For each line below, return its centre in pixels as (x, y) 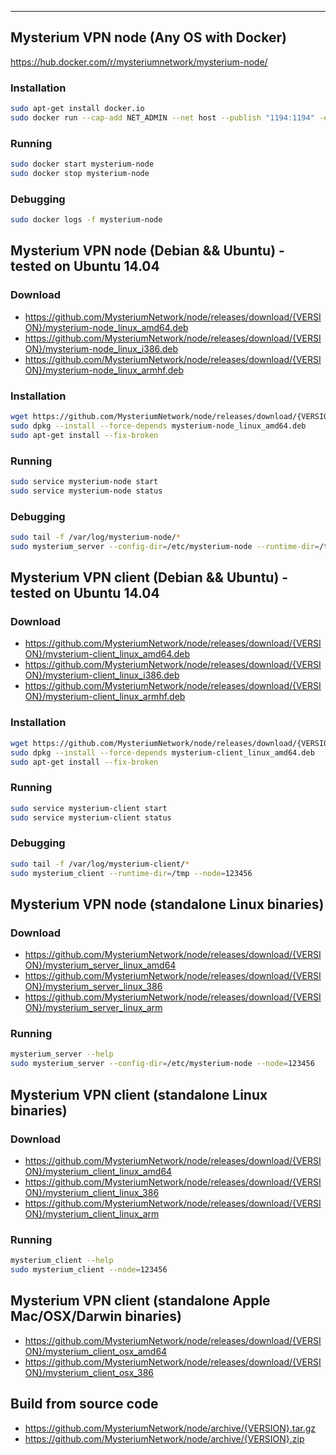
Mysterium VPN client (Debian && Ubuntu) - (149, 577)
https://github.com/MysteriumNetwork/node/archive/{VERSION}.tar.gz (170, 1428)
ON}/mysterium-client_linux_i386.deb (102, 675)
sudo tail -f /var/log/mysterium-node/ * (96, 537)
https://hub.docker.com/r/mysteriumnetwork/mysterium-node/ (139, 62)
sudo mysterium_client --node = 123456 (89, 1270)
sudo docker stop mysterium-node (80, 174)
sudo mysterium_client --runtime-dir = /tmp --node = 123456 (131, 873)
